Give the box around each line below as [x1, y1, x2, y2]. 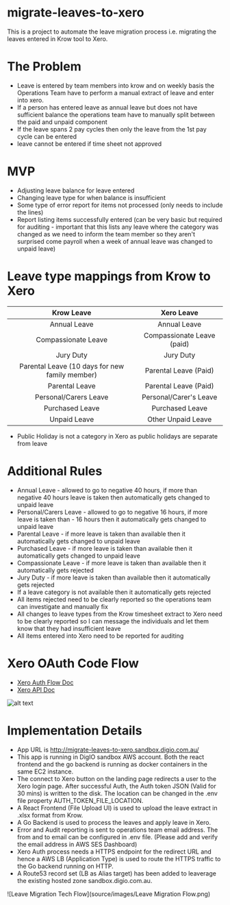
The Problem [7, 59, 81, 75]
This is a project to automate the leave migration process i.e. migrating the [7, 27, 217, 36]
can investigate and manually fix [16, 602, 108, 610]
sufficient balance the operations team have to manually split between [16, 110, 216, 119]
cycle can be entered [16, 132, 77, 140]
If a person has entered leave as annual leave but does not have [16, 103, 198, 111]
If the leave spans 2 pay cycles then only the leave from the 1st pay [16, 125, 207, 133]
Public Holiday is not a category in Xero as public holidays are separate [16, 432, 218, 440]
